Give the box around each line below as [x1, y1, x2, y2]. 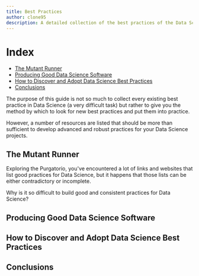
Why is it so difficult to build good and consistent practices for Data [6, 189, 171, 196]
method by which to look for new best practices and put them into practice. [6, 108, 190, 115]
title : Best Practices [6, 8, 62, 15]
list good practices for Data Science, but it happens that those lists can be [6, 172, 187, 179]
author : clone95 [6, 14, 46, 20]
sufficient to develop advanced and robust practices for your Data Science [6, 126, 188, 133]
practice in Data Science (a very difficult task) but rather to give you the [6, 101, 181, 109]
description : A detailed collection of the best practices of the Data [6, 20, 187, 26]
